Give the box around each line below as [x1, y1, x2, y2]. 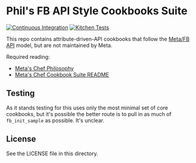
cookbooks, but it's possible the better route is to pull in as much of [6, 110, 172, 117]
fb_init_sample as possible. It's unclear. [6, 117, 105, 124]
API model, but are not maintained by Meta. [6, 42, 113, 49]
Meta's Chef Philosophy [14, 64, 74, 72]
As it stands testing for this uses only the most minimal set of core [6, 104, 169, 111]
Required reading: [6, 53, 50, 60]
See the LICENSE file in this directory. [6, 150, 98, 157]
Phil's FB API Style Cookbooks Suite [6, 4, 188, 18]
